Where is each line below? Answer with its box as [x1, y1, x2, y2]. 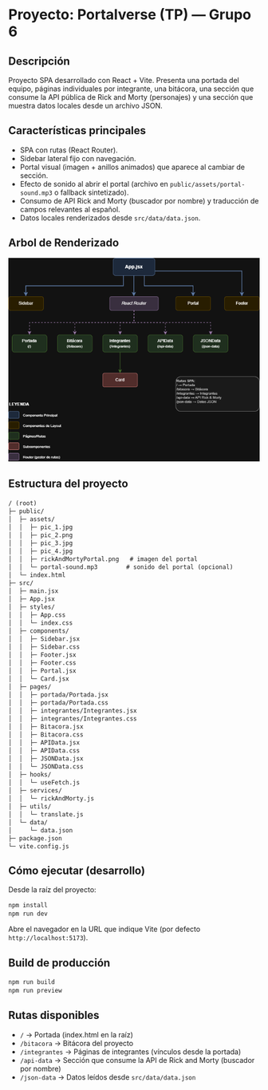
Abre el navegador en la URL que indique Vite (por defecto [8, 924, 201, 934]
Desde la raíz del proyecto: [8, 885, 97, 895]
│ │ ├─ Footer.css [8, 658, 77, 667]
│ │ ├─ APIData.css [8, 746, 81, 755]
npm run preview [8, 986, 62, 994]
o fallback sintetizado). [54, 188, 129, 197]
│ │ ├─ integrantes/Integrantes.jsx [8, 706, 137, 715]
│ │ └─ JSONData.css [8, 762, 84, 771]
